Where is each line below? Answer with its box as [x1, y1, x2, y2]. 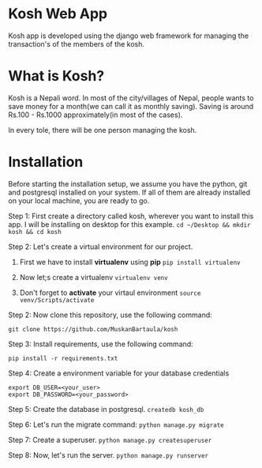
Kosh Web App [8, 5, 108, 23]
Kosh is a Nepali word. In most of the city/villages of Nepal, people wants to [8, 92, 254, 103]
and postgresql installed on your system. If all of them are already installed [8, 187, 251, 197]
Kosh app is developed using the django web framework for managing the [8, 31, 249, 40]
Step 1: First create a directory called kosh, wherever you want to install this [8, 211, 254, 221]
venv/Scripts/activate [19, 296, 95, 304]
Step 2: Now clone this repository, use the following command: [8, 310, 213, 319]
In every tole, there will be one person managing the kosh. [8, 125, 197, 134]
